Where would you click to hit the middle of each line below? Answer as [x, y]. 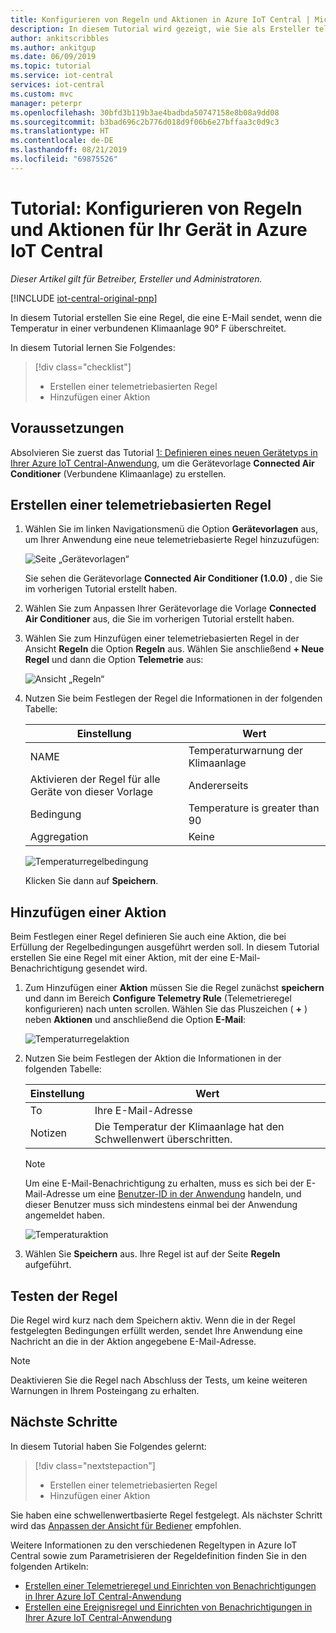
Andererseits [218, 786]
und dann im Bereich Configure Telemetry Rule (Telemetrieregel [158, 998]
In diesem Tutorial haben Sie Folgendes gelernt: [108, 1446]
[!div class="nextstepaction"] [95, 1465]
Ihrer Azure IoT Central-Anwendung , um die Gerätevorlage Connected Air [162, 463]
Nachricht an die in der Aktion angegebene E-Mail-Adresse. [133, 1341]
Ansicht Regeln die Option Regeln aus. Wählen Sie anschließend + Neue [174, 649]
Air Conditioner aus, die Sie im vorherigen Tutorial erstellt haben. [159, 619]
